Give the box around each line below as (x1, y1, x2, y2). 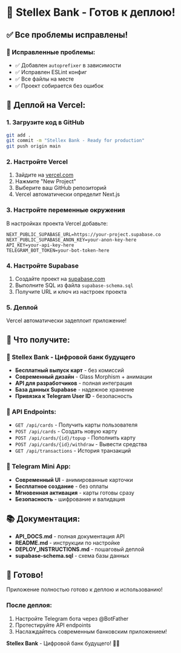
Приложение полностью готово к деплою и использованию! (6, 586, 163, 594)
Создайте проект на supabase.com (15, 276, 105, 283)
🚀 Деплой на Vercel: (6, 100, 86, 110)
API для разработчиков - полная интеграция (15, 379, 133, 387)
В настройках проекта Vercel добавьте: (6, 220, 108, 227)
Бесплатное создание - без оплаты (15, 482, 109, 490)
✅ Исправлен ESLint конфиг (15, 68, 87, 75)
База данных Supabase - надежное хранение (15, 386, 134, 393)
